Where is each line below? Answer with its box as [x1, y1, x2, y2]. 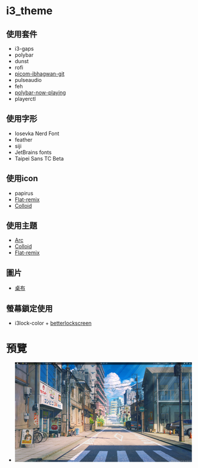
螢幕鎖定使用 [6, 303, 53, 313]
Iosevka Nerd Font [14, 130, 60, 137]
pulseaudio [14, 77, 42, 83]
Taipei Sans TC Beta [14, 155, 64, 162]
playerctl [14, 96, 37, 102]
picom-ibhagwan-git [14, 70, 65, 77]
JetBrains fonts [14, 149, 52, 156]
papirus [14, 189, 34, 197]
